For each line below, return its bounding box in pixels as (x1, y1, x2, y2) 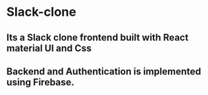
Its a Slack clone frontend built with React (6, 32, 189, 43)
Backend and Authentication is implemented (6, 65, 201, 77)
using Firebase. (6, 76, 75, 88)
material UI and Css (6, 42, 92, 54)
